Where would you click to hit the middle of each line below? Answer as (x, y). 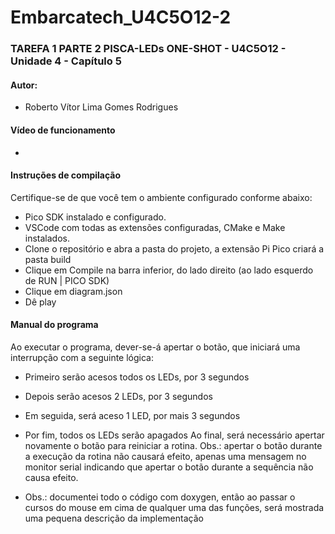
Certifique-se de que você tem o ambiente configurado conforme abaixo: (161, 197)
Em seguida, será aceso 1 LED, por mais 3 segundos (132, 415)
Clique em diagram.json (73, 291)
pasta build (48, 259)
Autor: (24, 85)
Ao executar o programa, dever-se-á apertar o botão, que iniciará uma (155, 347)
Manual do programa (54, 325)
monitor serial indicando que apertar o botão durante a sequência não (169, 467)
